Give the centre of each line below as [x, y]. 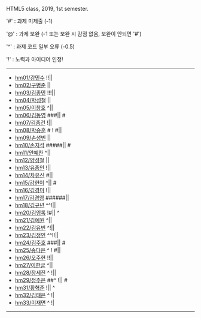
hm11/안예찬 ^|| [33, 153]
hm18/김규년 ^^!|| [35, 205]
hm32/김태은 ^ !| [35, 295]
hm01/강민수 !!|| [33, 78]
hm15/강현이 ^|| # [36, 183]
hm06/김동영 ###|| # [40, 115]
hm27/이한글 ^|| [34, 265]
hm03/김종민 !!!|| [35, 93]
